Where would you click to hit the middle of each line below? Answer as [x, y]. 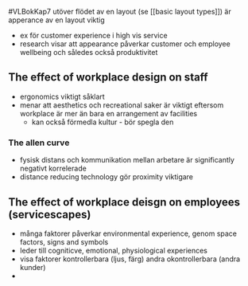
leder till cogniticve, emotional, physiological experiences [114, 250]
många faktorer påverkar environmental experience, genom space [128, 233]
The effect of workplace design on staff [108, 78]
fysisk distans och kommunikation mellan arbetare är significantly [127, 160]
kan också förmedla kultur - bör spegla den [103, 122]
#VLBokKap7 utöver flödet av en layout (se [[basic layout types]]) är [120, 12]
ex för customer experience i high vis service [94, 35]
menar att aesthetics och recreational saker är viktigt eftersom [122, 105]
